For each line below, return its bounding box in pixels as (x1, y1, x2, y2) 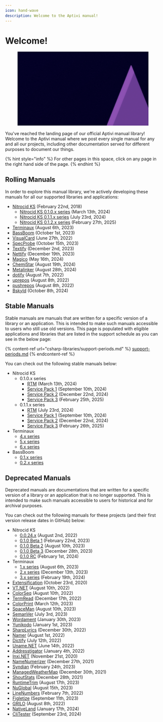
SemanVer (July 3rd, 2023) (12, 611, 68, 617)
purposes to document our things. (5, 146, 75, 152)
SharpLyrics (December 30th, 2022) (12, 627, 86, 633)
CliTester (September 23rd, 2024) (12, 711, 81, 717)
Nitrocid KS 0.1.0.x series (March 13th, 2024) (19, 208, 111, 215)
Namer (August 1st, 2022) (12, 632, 65, 638)
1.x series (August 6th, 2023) (19, 564, 79, 570)
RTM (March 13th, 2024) (27, 381, 77, 386)
